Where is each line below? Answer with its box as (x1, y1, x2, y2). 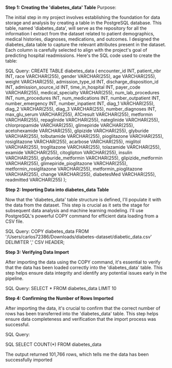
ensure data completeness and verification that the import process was (5, 316, 157, 322)
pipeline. (5, 275, 24, 281)
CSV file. (5, 218, 24, 224)
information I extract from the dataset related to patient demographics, (5, 31, 155, 36)
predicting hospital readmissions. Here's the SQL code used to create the (5, 52, 161, 58)
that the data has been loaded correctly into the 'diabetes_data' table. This (5, 264, 163, 271)
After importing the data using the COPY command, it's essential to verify (5, 259, 161, 265)
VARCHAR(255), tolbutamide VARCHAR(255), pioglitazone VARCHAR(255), (5, 133, 164, 139)
